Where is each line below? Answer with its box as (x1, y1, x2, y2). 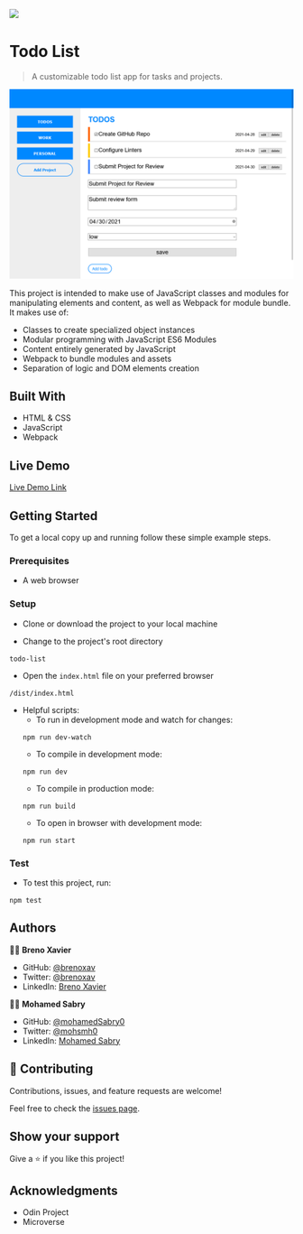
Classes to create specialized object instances (22, 324, 196, 335)
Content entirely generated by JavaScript (22, 343, 176, 354)
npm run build (22, 802, 76, 811)
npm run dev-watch (22, 732, 92, 742)
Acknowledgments (9, 1183, 119, 1198)
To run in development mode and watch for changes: (35, 714, 233, 725)
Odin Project (22, 1207, 69, 1218)
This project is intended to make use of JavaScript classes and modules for (9, 287, 289, 298)
